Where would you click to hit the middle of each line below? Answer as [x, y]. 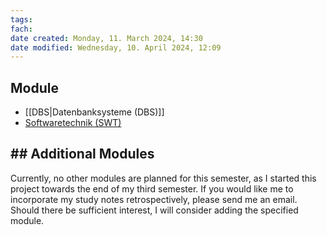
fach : [21, 29]
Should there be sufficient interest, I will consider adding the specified [154, 210]
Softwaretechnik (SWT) [73, 123]
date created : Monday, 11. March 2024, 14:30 [106, 38]
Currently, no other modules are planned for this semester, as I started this [163, 178]
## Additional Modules [82, 154]
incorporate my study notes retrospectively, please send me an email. [154, 199]
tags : [21, 19]
